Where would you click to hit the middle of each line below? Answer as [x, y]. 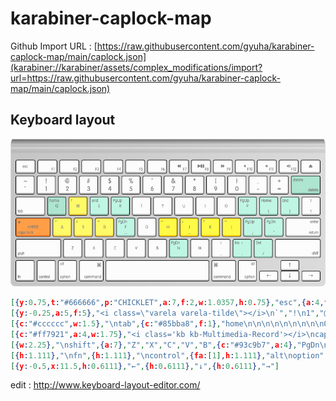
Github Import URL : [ [54, 46]
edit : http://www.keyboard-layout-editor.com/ [105, 385]
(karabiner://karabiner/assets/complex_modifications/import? [136, 67]
